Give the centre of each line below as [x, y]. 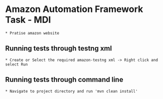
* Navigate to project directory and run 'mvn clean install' [71, 91]
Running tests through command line [64, 80]
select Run [17, 64]
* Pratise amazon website [32, 33]
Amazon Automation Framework [74, 9]
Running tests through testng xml [58, 48]
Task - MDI [28, 20]
